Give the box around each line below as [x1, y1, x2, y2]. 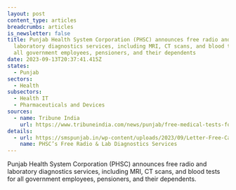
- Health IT [13, 95, 49, 102]
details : [7, 128, 33, 135]
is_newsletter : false [7, 29, 71, 37]
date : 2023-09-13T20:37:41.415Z [7, 56, 102, 63]
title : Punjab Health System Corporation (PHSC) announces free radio [7, 36, 218, 43]
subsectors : [7, 88, 42, 95]
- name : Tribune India [13, 114, 80, 121]
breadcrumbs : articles [7, 23, 74, 30]
